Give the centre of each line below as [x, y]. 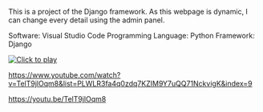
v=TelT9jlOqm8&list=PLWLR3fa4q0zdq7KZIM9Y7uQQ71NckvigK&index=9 [130, 84]
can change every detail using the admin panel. [87, 20]
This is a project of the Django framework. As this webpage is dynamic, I [128, 12]
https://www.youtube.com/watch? [65, 75]
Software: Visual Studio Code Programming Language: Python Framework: [131, 36]
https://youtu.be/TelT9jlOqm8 [57, 99]
